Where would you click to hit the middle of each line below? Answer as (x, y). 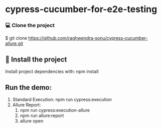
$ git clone (16, 38)
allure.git (14, 43)
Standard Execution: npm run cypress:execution (62, 100)
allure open (32, 121)
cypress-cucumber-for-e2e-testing (81, 9)
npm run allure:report (42, 116)
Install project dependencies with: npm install (52, 72)
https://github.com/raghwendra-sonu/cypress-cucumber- (88, 38)
